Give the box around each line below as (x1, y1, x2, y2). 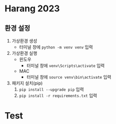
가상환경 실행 (11, 50, 38, 56)
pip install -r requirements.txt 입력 (19, 92, 97, 98)
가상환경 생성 (11, 38, 38, 43)
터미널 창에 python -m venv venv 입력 (19, 44, 93, 50)
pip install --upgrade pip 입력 (19, 86, 84, 92)
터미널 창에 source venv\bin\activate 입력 (26, 74, 112, 80)
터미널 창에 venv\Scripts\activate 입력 (26, 63, 105, 68)
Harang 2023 (4, 3, 60, 14)
